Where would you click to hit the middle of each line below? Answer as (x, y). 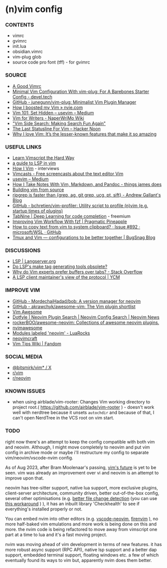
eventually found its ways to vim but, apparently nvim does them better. (79, 560)
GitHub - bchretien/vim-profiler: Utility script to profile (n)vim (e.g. (80, 205)
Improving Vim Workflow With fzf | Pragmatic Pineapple (70, 221)
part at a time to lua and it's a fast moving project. (56, 534)
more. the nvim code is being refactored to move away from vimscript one (81, 529)
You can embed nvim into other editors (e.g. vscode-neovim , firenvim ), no (82, 518)
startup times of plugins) (38, 211)
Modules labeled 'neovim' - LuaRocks (51, 333)
